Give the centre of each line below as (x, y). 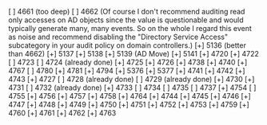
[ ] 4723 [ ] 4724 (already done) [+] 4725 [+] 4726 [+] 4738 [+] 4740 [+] (128, 62)
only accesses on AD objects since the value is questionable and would (126, 20)
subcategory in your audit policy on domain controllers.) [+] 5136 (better (127, 45)
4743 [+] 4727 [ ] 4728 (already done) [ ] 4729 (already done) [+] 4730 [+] (132, 79)
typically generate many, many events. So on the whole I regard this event (130, 28)
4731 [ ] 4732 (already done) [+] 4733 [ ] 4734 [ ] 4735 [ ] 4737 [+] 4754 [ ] (132, 88)
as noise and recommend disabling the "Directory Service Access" (118, 37)
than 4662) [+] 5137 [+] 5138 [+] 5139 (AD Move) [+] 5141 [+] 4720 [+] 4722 (134, 54)
